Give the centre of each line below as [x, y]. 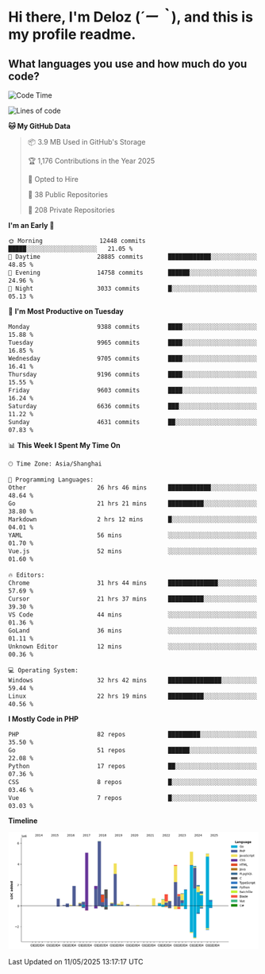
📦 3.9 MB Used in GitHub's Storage [86, 142]
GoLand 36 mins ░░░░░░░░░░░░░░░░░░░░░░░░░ [133, 631]
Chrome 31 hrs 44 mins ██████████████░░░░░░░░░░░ [133, 583]
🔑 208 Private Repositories [71, 210]
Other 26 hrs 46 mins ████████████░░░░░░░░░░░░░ [133, 488]
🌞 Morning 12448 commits [77, 241]
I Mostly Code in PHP [44, 719]
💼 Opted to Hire [53, 179]
